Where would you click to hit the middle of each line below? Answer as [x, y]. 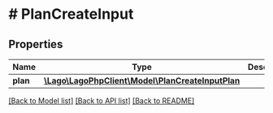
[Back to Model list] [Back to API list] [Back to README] [102, 101]
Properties [36, 44]
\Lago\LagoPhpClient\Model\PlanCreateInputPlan [142, 80]
